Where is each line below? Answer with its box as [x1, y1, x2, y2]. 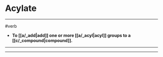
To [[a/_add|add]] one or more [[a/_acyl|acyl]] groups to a [12, 32, 131, 38]
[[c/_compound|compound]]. [12, 37, 73, 43]
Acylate [5, 3, 37, 14]
